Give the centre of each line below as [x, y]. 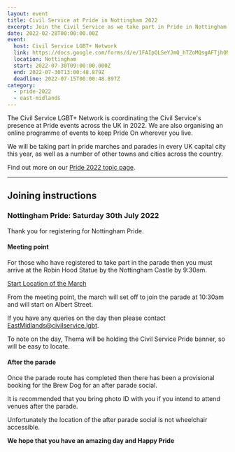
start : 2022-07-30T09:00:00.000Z [62, 66]
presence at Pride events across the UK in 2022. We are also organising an [115, 125]
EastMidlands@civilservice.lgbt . [53, 325]
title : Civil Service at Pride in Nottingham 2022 [83, 20]
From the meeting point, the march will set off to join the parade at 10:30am [116, 297]
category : [22, 85]
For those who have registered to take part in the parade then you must [110, 262]
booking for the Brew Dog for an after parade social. [82, 386]
